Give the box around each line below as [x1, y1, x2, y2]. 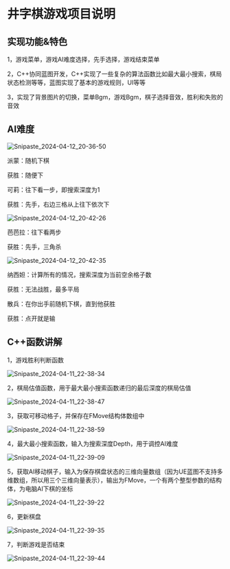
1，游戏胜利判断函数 [7, 356, 64, 364]
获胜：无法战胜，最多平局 [7, 285, 80, 293]
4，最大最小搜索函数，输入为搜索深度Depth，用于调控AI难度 [7, 439, 179, 448]
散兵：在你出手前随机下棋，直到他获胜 [7, 299, 115, 307]
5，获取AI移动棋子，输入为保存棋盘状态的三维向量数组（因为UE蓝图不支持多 [7, 467, 223, 476]
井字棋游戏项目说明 [7, 6, 116, 22]
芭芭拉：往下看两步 [7, 228, 62, 236]
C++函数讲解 [7, 336, 63, 348]
